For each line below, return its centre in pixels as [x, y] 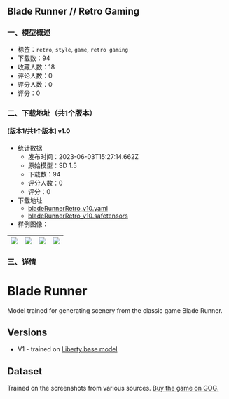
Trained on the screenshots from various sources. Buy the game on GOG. [113, 388]
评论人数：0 [35, 76]
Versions [27, 333]
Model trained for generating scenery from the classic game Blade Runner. [115, 310]
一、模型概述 [29, 33]
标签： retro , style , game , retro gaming [72, 49]
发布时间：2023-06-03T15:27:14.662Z [83, 156]
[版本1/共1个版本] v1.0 [39, 131]
